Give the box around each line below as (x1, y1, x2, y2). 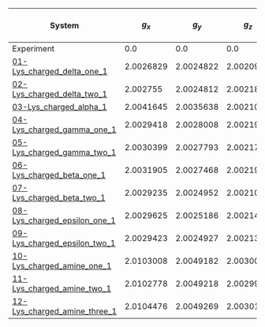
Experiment (12, 43, 55, 54)
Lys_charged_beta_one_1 (12, 170, 106, 180)
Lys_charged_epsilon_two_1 (12, 238, 116, 248)
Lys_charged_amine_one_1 (12, 261, 112, 271)
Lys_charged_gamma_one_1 (12, 124, 117, 135)
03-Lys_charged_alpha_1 (12, 102, 108, 112)
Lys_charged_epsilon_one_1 (12, 215, 116, 226)
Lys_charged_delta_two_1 (12, 88, 108, 100)
